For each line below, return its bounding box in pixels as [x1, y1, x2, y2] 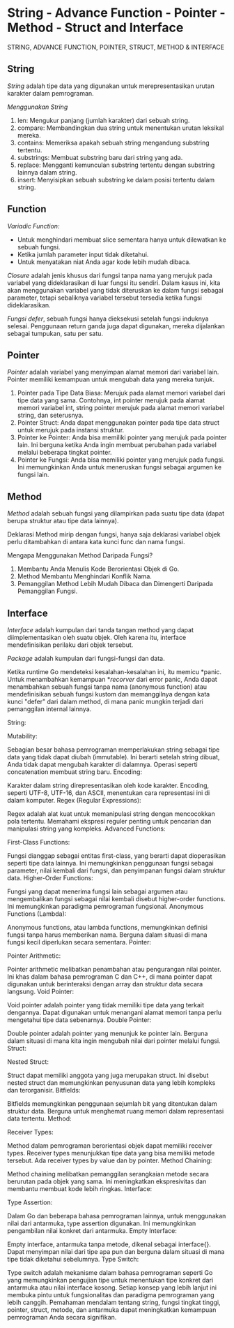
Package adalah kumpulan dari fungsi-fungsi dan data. [7, 655, 165, 662]
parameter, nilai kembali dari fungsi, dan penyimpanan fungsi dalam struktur [7, 866, 226, 875]
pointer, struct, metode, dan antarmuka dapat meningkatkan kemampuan [7, 1306, 217, 1314]
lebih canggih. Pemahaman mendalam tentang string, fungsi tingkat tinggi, [7, 1298, 221, 1306]
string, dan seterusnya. [17, 411, 84, 420]
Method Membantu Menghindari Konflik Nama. [17, 572, 152, 581]
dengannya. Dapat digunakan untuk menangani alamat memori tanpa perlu [7, 1008, 221, 1016]
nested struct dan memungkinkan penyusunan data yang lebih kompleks [7, 1079, 216, 1087]
